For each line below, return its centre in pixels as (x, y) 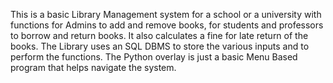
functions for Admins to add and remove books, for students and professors (167, 25)
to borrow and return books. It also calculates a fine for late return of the (159, 35)
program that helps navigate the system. (93, 67)
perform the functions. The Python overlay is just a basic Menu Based (154, 57)
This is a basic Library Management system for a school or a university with (166, 14)
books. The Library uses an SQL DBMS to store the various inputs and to (160, 46)
